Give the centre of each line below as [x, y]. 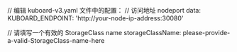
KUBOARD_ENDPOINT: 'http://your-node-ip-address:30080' [95, 18]
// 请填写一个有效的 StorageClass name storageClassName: [94, 33]
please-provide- [206, 33]
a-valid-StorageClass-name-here [56, 40]
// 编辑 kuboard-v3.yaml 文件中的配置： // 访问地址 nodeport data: [104, 10]
